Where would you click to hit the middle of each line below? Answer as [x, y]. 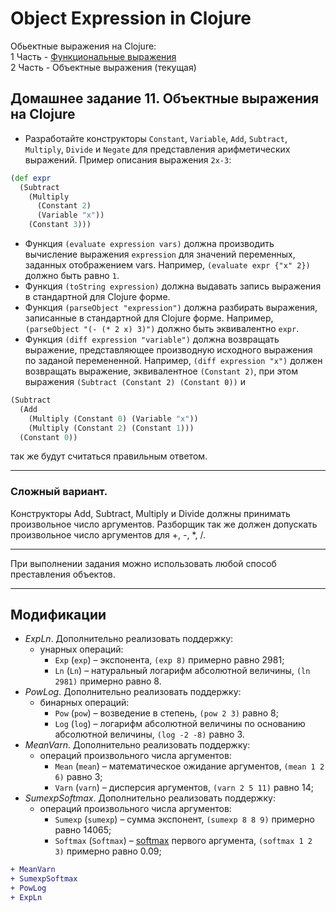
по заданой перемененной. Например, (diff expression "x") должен [173, 360]
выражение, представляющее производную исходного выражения [168, 350]
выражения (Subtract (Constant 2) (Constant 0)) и [135, 381]
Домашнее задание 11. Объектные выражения [165, 98]
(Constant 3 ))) [60, 225]
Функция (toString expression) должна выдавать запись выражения [173, 286]
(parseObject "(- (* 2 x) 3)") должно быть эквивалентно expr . [162, 328]
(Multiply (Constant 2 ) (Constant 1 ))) [111, 428]
